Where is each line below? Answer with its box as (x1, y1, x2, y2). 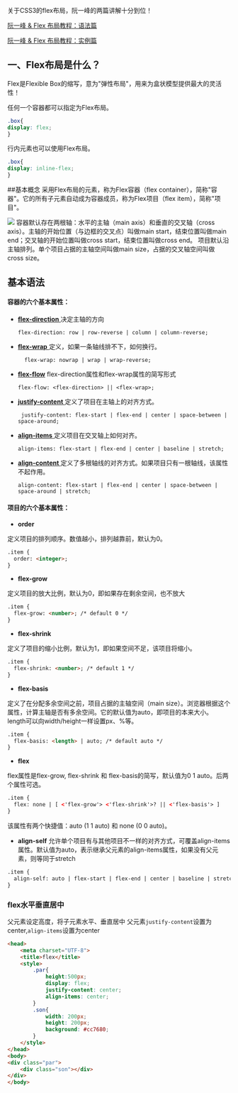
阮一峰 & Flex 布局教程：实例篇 (7, 36, 97, 45)
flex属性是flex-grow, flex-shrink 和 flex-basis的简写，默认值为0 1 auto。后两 (7, 771, 229, 780)
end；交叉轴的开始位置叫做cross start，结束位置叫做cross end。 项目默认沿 (7, 236, 229, 245)
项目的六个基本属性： (7, 503, 69, 512)
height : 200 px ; (45, 1019, 91, 1027)
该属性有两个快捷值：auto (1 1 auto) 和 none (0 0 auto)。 (7, 821, 171, 830)
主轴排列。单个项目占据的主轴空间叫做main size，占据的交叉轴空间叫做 (7, 245, 215, 253)
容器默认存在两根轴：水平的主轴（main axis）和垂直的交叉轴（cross (16, 219, 215, 227)
